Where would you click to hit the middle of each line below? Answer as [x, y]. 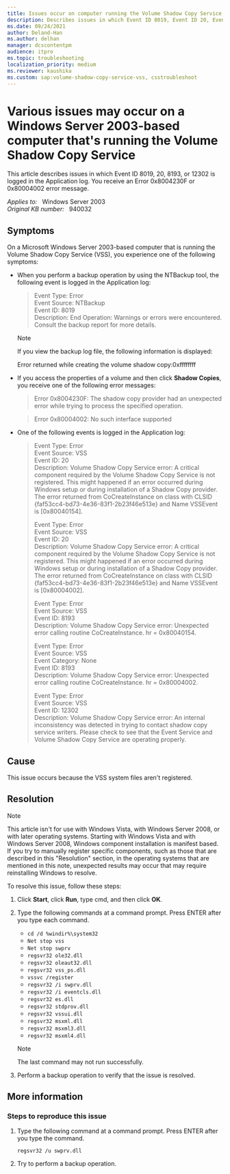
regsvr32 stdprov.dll [58, 1007]
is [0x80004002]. [59, 590]
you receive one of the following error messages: [86, 386]
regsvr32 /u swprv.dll [49, 1151]
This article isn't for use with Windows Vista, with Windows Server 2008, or [114, 829]
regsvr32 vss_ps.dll [56, 970]
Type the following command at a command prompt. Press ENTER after [117, 1131]
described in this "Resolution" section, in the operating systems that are [108, 858]
